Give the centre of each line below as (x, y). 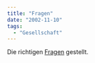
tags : (15, 26)
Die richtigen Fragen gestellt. (48, 52)
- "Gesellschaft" (38, 33)
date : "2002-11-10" (35, 20)
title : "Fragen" (30, 13)
